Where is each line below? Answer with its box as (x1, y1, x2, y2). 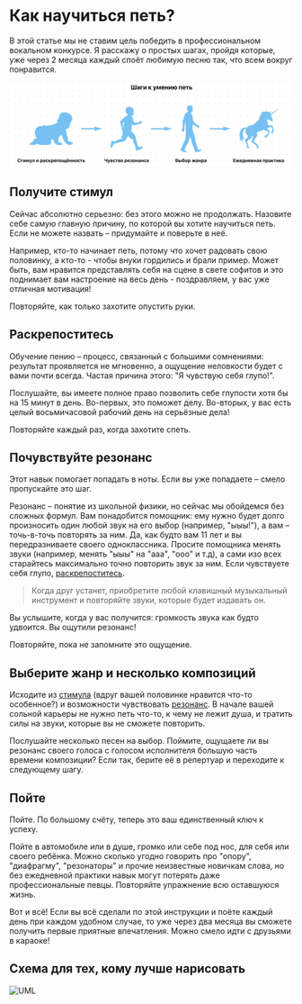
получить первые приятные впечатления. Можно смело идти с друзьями (9, 926, 292, 936)
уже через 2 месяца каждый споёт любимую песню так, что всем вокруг (9, 54, 293, 65)
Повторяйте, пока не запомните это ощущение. (9, 639, 192, 650)
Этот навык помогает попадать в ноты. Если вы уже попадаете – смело (9, 474, 286, 484)
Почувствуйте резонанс (9, 450, 153, 466)
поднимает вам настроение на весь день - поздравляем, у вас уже (9, 274, 270, 285)
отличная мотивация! (9, 283, 92, 294)
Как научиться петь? (9, 5, 175, 26)
